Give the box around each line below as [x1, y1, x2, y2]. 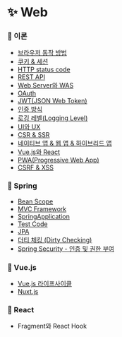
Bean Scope [17, 197, 54, 206]
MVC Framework [17, 204, 67, 213]
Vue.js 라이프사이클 [17, 280, 72, 288]
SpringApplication [17, 212, 71, 220]
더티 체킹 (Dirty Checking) [17, 235, 92, 244]
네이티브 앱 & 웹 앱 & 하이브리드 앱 [17, 139, 112, 148]
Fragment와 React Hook [17, 322, 87, 331]
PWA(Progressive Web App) [17, 156, 100, 165]
